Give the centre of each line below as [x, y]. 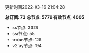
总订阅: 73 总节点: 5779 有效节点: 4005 [45, 17]
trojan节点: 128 [27, 40]
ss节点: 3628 [25, 27]
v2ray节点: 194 [27, 46]
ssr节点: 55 [23, 33]
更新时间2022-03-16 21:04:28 [35, 7]
